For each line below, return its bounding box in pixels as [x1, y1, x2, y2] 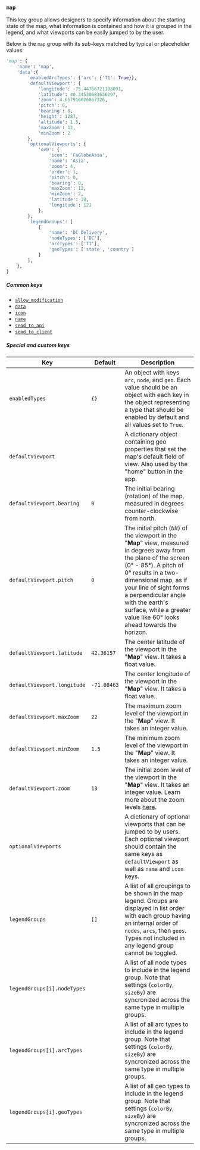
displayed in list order [124, 904, 185, 912]
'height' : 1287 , [37, 114, 79, 120]
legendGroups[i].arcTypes [9, 1047, 83, 1054]
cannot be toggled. [124, 949, 177, 957]
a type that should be [124, 406, 184, 414]
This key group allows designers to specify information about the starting [6, 16, 186, 23]
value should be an [124, 383, 177, 392]
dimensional [124, 576, 159, 585]
